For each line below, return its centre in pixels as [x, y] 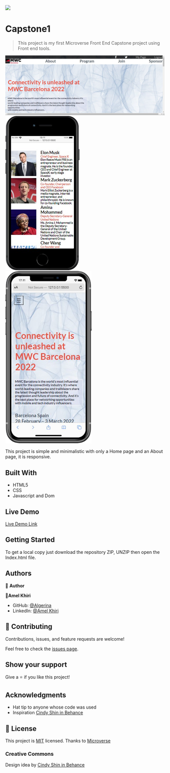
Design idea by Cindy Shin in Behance [45, 765]
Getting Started [30, 540]
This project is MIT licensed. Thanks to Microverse [58, 741]
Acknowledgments [36, 695]
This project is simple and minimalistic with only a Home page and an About [84, 451]
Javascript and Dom [33, 496]
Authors [18, 573]
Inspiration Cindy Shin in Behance [48, 713]
